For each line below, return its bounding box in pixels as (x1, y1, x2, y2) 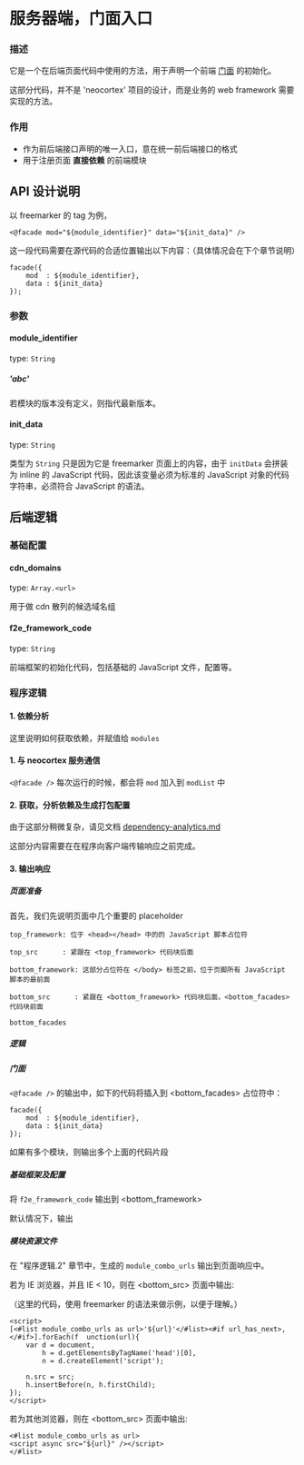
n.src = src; (25, 1372, 75, 1381)
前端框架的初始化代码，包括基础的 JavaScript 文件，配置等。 (9, 661, 238, 672)
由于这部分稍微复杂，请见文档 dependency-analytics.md (9, 821, 221, 832)
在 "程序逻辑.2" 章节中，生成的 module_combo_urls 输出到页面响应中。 (9, 1260, 270, 1271)
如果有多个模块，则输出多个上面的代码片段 (9, 1146, 169, 1158)
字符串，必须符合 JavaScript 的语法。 (9, 480, 150, 491)
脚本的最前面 (9, 975, 51, 984)
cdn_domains (9, 562, 62, 573)
